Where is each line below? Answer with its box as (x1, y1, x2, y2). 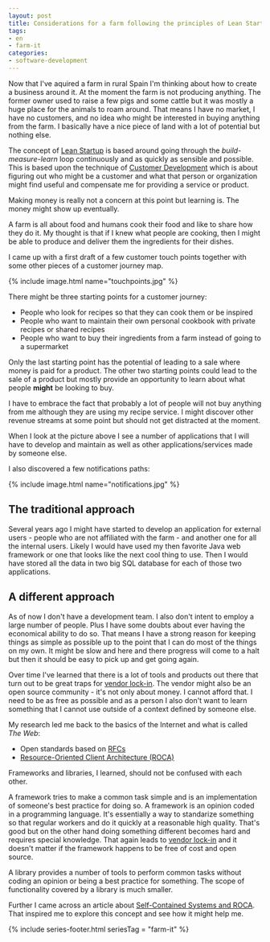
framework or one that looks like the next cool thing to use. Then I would (8, 549, 248, 559)
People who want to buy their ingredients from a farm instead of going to (19, 333, 261, 343)
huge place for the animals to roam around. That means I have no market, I (8, 104, 256, 113)
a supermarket (19, 341, 69, 351)
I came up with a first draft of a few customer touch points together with (8, 252, 247, 261)
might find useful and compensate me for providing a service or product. (8, 179, 249, 189)
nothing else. (8, 130, 51, 139)
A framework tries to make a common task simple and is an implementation (8, 792, 258, 801)
